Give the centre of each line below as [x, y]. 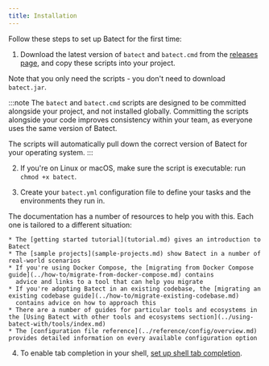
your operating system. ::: [51, 152]
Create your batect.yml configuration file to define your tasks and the [135, 192]
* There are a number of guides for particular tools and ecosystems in [133, 310]
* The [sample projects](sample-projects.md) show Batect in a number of [135, 253]
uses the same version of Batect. [63, 128]
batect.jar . [27, 87]
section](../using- [221, 317]
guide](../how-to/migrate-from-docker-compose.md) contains [112, 274]
